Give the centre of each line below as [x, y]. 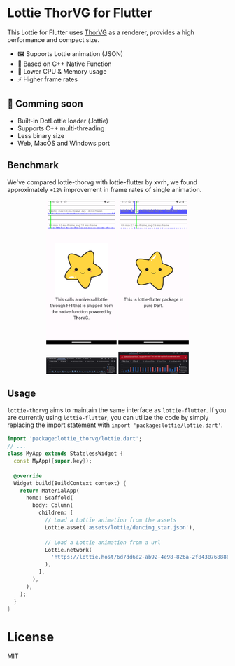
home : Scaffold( [49, 498]
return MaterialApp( [50, 491]
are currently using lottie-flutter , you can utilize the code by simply [108, 418]
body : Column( [53, 505]
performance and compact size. [54, 39]
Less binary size [41, 135]
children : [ [56, 513]
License [31, 637]
